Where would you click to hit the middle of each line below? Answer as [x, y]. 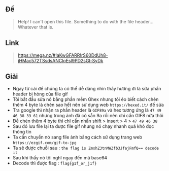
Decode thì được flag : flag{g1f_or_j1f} [55, 163]
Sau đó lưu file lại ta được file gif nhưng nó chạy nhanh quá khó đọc [83, 126]
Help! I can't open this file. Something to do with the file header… [86, 21]
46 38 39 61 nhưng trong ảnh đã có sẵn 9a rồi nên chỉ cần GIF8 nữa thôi [88, 116]
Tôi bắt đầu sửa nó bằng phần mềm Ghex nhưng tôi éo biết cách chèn [86, 99]
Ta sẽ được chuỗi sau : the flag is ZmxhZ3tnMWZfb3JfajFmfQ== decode [86, 148]
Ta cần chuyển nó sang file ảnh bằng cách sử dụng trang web [77, 137]
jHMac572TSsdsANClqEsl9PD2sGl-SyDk [60, 60]
